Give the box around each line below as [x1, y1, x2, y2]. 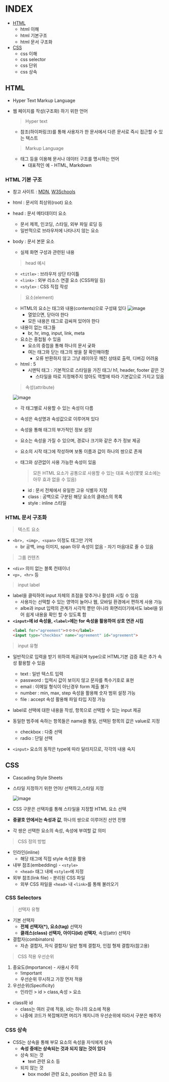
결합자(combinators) [12, 936, 55, 942]
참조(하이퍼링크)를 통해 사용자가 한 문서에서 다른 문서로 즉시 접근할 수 [20, 128, 158, 135]
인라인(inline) [12, 849, 40, 855]
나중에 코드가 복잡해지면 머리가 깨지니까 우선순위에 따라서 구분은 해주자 [20, 1013, 161, 1019]
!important [20, 970, 42, 976]
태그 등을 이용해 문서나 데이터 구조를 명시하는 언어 [20, 156, 119, 162]
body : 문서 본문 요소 [12, 238, 55, 245]
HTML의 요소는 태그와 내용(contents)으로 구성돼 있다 [20, 305, 126, 312]
